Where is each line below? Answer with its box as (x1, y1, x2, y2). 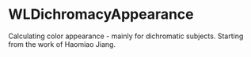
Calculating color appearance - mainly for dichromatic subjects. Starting (8, 31, 244, 41)
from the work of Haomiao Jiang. (8, 39, 116, 48)
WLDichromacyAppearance (8, 5, 194, 23)
